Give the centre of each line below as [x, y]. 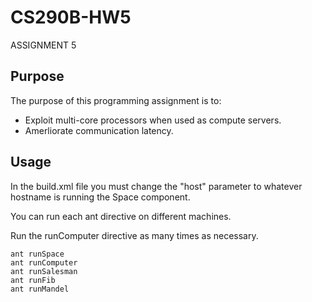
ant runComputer [44, 262]
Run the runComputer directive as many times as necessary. [134, 235]
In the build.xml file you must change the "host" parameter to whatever [156, 186]
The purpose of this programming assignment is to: [116, 100]
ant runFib [33, 280]
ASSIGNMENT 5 [43, 45]
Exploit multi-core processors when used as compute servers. [153, 120]
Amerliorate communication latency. [99, 130]
